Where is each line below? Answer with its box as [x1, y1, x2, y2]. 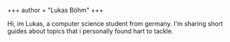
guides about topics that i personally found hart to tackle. [7, 27, 174, 35]
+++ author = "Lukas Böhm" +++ [7, 6, 104, 14]
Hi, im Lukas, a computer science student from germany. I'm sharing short [7, 20, 224, 27]
